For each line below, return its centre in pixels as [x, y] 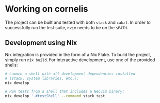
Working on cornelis [47, 9]
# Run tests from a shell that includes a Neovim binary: [65, 92]
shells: [12, 65]
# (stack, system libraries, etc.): [42, 78]
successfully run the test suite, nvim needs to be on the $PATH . [67, 27]
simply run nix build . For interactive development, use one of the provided [80, 60]
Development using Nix [41, 43]
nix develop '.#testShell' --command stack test [55, 96]
